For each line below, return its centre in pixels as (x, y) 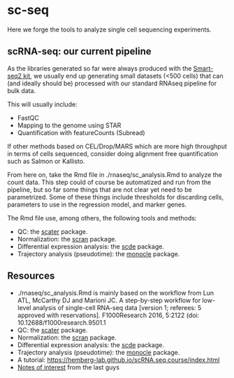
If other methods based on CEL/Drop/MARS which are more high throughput (117, 146)
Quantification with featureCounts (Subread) (81, 132)
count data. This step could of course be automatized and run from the (109, 182)
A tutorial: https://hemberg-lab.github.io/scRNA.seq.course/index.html (118, 360)
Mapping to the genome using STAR (69, 125)
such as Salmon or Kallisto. (46, 161)
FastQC (28, 118)
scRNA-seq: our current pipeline (79, 51)
